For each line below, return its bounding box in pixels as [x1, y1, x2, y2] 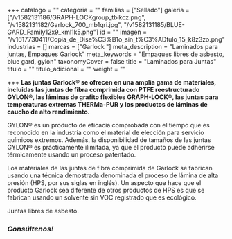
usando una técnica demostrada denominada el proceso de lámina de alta [7, 171, 219, 179]
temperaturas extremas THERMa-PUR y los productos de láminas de [7, 100, 208, 108]
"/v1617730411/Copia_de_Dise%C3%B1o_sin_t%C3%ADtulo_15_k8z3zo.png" [7, 35, 225, 44]
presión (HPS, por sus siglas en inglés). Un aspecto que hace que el [7, 179, 202, 186]
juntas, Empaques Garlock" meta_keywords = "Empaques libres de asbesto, [7, 50, 224, 58]
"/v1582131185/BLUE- [123, 21, 185, 28]
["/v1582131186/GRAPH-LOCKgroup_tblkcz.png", [7, 13, 146, 21]
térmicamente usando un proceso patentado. [7, 150, 136, 159]
